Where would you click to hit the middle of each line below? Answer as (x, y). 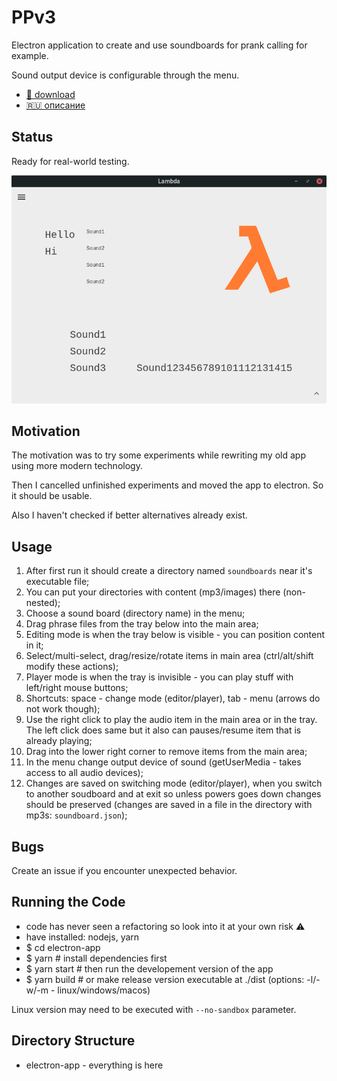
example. (30, 55)
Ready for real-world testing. (70, 161)
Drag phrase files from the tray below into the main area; (142, 624)
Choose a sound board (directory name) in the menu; (135, 613)
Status (32, 137)
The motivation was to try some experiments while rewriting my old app (158, 455)
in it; (34, 645)
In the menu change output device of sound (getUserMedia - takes (163, 762)
